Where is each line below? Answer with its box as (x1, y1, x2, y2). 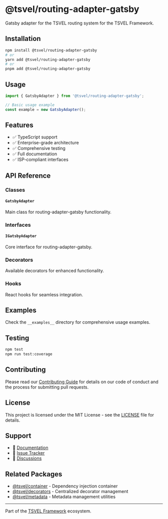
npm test (5, 347, 23, 352)
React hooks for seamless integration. (5, 291, 83, 298)
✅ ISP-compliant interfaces (12, 156, 68, 163)
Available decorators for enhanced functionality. (5, 268, 104, 274)
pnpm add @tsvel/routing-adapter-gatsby (5, 66, 91, 71)
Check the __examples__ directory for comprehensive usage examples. (5, 319, 150, 325)
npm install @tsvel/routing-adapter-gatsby (5, 47, 97, 53)
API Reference (5, 171, 51, 180)
